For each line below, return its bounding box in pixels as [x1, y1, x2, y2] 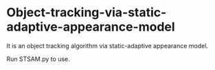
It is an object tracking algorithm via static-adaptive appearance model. [6, 41, 209, 50]
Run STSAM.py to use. [6, 54, 70, 63]
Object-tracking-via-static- [6, 5, 167, 20]
